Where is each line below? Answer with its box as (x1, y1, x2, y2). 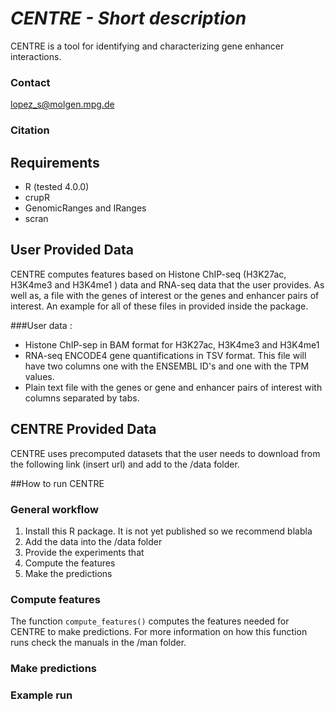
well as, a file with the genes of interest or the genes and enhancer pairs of (10, 289, 320, 301)
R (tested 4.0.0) (24, 180, 90, 192)
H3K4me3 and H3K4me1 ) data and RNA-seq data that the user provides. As (10, 278, 325, 291)
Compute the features (24, 557, 116, 569)
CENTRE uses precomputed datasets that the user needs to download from (10, 447, 321, 459)
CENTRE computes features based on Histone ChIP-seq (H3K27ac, (10, 268, 287, 280)
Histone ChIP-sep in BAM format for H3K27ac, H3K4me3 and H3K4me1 (24, 338, 320, 351)
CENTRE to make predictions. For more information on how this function (10, 626, 308, 638)
